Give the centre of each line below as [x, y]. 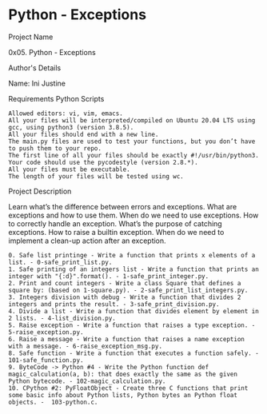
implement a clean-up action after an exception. [87, 241]
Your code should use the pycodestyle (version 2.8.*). [103, 162]
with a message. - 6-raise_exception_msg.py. [85, 346]
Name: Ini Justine [37, 83]
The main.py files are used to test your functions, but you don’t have [132, 141]
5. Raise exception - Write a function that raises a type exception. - [132, 325]
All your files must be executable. [69, 169]
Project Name [31, 37]
